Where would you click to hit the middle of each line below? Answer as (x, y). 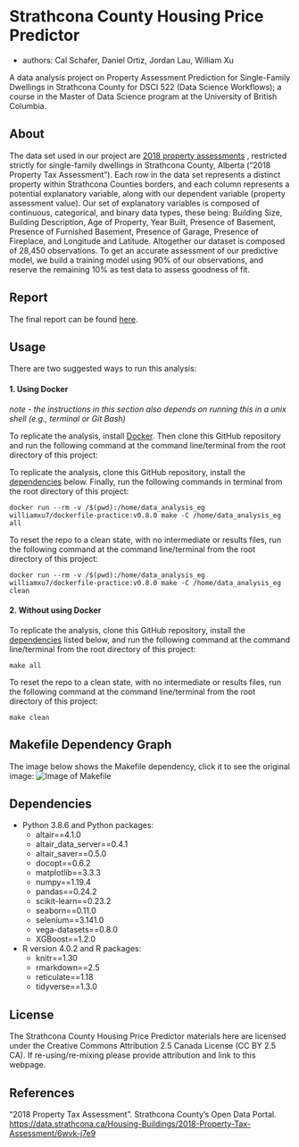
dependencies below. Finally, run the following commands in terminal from (146, 481)
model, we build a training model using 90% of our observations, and (137, 260)
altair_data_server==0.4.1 (82, 844)
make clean (29, 717)
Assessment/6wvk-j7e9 (53, 1134)
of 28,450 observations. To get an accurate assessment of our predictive (144, 250)
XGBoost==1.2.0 (66, 939)
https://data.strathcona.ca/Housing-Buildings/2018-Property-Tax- (130, 1124)
